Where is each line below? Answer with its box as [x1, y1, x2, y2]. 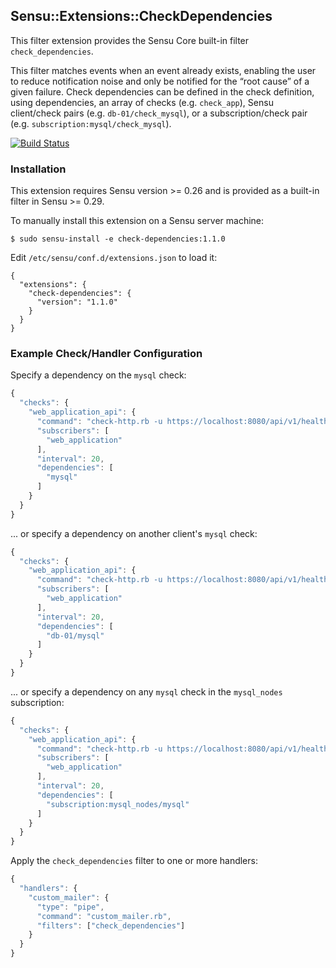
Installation [10, 162, 67, 176]
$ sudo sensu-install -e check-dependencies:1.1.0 [10, 234, 226, 244]
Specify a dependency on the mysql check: [10, 369, 187, 381]
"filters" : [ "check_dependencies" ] [36, 920, 186, 931]
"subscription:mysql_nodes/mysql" [46, 799, 190, 809]
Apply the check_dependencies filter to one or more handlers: [10, 855, 258, 867]
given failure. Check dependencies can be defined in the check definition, [10, 85, 315, 98]
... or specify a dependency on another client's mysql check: [10, 527, 258, 539]
